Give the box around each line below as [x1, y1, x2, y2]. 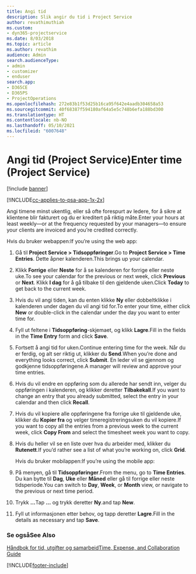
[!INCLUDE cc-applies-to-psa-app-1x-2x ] [6, 196, 105, 203]
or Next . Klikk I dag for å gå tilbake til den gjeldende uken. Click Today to [15, 279, 190, 286]
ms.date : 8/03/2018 [6, 36, 54, 42]
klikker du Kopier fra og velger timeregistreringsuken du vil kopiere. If [15, 416, 181, 423]
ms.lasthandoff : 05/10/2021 [6, 123, 75, 129]
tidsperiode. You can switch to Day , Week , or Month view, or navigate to [15, 481, 188, 488]
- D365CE [6, 85, 28, 91]
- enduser [6, 74, 31, 79]
